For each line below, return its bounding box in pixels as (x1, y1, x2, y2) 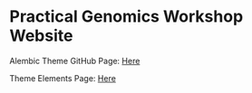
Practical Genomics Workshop (9, 6, 244, 27)
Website (9, 25, 73, 46)
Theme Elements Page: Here (9, 72, 116, 83)
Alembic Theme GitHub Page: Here (9, 55, 141, 66)
